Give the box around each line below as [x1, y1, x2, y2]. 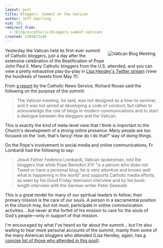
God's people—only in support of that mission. [5, 213, 99, 218]
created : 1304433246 [5, 35, 47, 39]
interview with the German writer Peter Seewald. [31, 182, 128, 188]
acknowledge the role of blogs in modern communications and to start [17, 107, 158, 113]
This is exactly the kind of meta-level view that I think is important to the [5, 122, 149, 128]
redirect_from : [5, 25, 36, 30]
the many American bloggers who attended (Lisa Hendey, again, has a [5, 232, 146, 238]
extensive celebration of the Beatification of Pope [5, 58, 105, 64]
